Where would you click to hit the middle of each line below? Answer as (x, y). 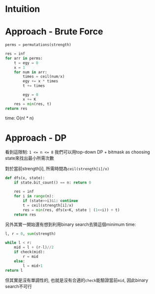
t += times (34, 86)
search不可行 (18, 287)
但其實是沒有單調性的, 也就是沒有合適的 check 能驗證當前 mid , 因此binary (77, 280)
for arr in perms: (24, 58)
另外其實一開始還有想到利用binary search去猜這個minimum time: (71, 224)
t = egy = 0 (26, 63)
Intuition (23, 9)
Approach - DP (36, 138)
